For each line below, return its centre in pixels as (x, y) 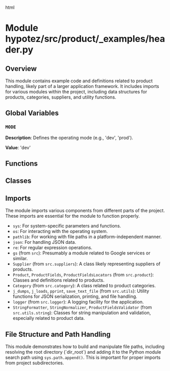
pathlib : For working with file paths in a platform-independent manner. (87, 237)
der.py (19, 50)
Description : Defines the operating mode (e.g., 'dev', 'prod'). (69, 137)
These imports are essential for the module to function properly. (72, 216)
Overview (21, 68)
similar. (20, 259)
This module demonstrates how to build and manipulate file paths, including (85, 346)
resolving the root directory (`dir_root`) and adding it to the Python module (83, 352)
